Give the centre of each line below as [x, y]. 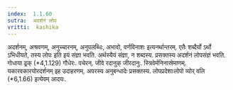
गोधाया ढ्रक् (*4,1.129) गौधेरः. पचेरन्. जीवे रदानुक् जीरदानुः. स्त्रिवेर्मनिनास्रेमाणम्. [97, 63]
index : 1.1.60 [30, 14]
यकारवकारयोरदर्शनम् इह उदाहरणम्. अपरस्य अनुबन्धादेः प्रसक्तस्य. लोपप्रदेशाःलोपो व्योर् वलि [106, 71]
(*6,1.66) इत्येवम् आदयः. [37, 79]
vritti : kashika [33, 27]
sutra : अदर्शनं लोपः [32, 21]
